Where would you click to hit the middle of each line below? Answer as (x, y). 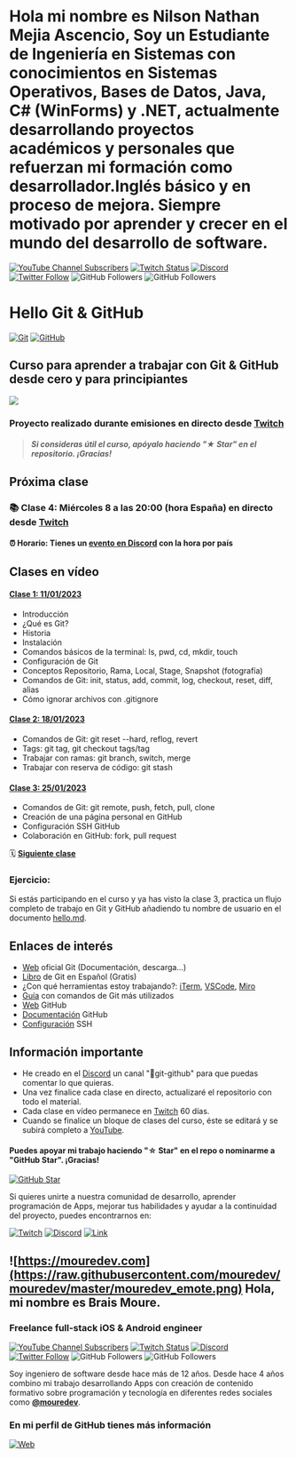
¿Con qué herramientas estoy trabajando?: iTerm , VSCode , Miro (139, 986)
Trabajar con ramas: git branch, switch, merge (106, 758)
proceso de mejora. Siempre (115, 205)
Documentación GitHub (65, 1015)
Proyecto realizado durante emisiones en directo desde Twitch (147, 423)
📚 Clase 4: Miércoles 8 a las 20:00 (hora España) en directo (141, 507)
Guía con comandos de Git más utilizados (98, 996)
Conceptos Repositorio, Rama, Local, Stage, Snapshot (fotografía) (142, 670)
